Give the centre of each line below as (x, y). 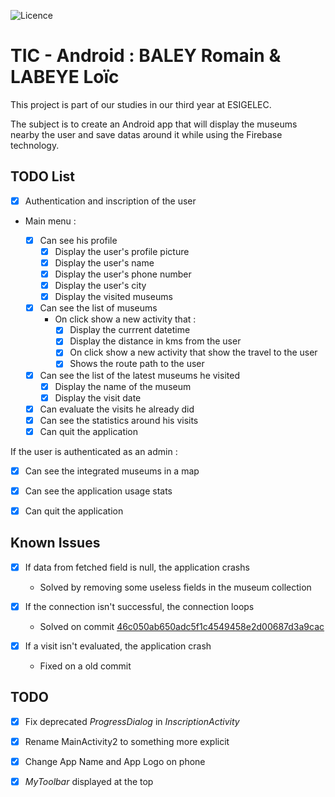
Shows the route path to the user (137, 364)
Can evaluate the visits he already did (117, 409)
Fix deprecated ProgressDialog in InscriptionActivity (132, 721)
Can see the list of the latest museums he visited (139, 375)
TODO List (42, 176)
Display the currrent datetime (130, 330)
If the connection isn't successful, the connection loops (139, 606)
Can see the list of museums (98, 308)
